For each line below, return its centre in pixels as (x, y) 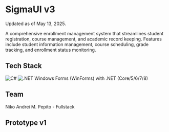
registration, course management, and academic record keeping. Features (84, 39)
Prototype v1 (26, 123)
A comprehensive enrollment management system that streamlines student (84, 33)
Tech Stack (24, 66)
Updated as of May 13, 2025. (36, 24)
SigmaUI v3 (30, 9)
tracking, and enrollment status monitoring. (51, 50)
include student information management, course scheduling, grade (77, 44)
